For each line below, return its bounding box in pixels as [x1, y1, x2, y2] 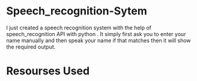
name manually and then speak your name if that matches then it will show [6, 37, 191, 44]
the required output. [6, 43, 56, 50]
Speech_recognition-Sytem [6, 4, 147, 18]
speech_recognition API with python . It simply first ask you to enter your [6, 30, 186, 37]
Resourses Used [6, 64, 90, 78]
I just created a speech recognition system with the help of [6, 24, 152, 31]
